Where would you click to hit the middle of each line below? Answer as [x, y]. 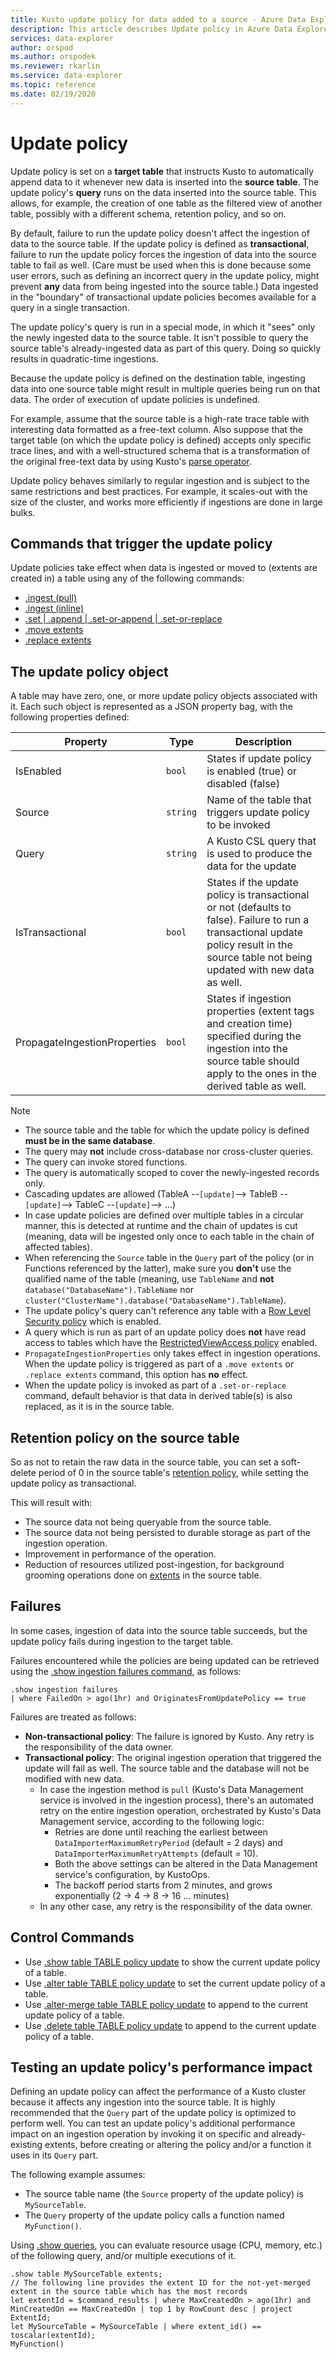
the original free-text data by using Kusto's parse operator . [131, 461]
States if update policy [259, 759]
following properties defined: [70, 717]
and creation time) [249, 1024]
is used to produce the [259, 854]
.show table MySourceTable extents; [86, 2274]
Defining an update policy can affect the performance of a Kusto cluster [158, 2092]
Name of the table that [259, 800]
